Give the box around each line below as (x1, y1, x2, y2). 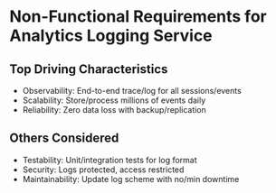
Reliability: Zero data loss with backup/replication (22, 105, 206, 115)
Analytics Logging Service (9, 25, 213, 46)
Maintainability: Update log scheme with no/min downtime (22, 173, 240, 184)
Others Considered (9, 131, 119, 146)
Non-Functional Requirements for (9, 6, 267, 27)
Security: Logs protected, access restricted (22, 164, 185, 175)
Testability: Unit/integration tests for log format (22, 154, 197, 165)
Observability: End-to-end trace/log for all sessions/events (22, 86, 242, 96)
